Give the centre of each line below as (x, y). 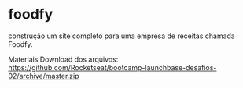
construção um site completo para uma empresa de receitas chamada (122, 36)
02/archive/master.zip (44, 76)
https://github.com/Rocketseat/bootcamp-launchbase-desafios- (112, 67)
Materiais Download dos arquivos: (63, 59)
